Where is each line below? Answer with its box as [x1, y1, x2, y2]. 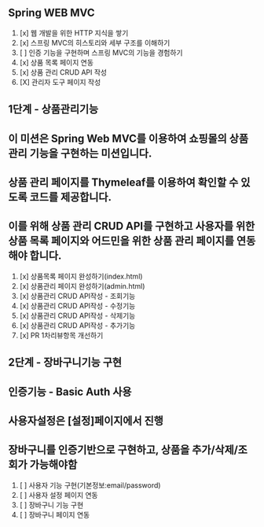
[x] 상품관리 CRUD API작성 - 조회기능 [19, 291, 136, 300]
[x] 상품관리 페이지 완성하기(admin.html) [19, 281, 145, 290]
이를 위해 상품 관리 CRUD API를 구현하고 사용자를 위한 [8, 219, 255, 233]
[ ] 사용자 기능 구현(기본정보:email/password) [19, 480, 161, 490]
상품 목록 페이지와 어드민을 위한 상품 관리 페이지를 [8, 234, 234, 248]
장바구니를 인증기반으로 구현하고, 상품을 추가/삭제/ [8, 444, 238, 457]
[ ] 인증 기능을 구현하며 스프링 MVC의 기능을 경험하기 [19, 47, 183, 57]
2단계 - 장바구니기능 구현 [8, 356, 123, 369]
